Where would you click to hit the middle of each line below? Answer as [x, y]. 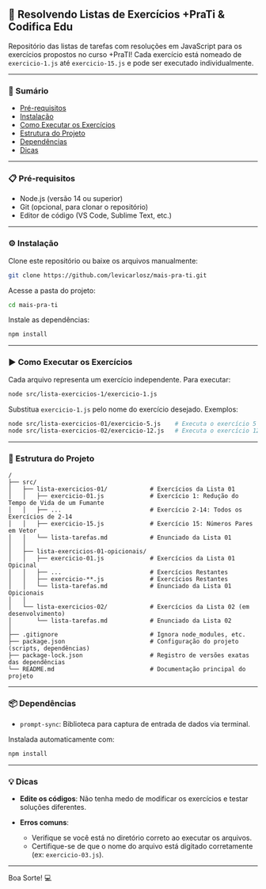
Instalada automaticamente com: [61, 739]
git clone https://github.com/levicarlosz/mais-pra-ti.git [108, 275]
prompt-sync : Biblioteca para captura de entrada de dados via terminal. [135, 724]
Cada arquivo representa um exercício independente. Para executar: [120, 379]
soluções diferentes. [53, 807]
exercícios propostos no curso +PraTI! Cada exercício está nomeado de [125, 54]
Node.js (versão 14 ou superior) [71, 199]
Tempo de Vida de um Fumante [56, 503]
